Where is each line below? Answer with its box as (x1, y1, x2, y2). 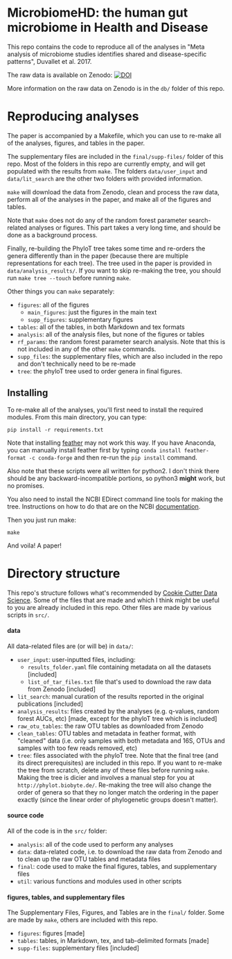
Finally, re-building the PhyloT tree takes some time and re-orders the (7, 244, 206, 253)
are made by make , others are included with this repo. (7, 916, 158, 924)
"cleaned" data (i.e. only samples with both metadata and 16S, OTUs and (17, 736, 225, 745)
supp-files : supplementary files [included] (17, 944, 140, 952)
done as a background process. (7, 230, 98, 239)
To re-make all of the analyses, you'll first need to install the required (7, 405, 204, 414)
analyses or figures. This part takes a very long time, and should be (28, 223, 221, 232)
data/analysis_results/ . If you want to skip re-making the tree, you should (7, 266, 222, 275)
